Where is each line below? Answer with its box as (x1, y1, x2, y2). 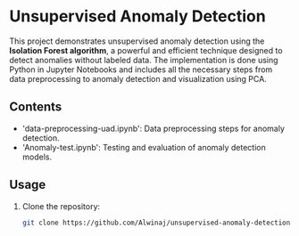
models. (21, 151, 53, 162)
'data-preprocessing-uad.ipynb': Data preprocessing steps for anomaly (21, 123, 286, 134)
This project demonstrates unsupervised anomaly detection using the (9, 36, 265, 46)
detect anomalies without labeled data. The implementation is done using (9, 54, 278, 65)
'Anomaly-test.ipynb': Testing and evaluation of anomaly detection (21, 142, 266, 152)
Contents (9, 100, 62, 115)
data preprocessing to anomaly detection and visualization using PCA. (9, 73, 268, 84)
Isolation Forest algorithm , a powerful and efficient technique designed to (9, 45, 283, 55)
